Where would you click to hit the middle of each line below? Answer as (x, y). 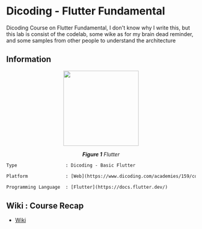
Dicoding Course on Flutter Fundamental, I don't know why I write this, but (98, 28)
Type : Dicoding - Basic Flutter (71, 165)
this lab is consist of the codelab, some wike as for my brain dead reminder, (100, 34)
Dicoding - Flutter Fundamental (86, 11)
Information (29, 59)
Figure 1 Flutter (101, 154)
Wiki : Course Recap (45, 206)
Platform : (37, 176)
